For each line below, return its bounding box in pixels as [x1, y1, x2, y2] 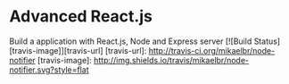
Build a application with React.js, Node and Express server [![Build [9, 36, 252, 46]
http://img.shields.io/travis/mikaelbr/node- [93, 55, 250, 65]
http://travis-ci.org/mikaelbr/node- [148, 45, 276, 55]
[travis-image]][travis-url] [9, 45, 103, 55]
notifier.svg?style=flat [9, 64, 89, 75]
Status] [253, 36, 281, 46]
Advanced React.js [9, 6, 153, 27]
